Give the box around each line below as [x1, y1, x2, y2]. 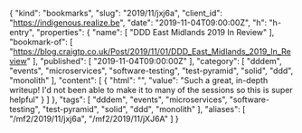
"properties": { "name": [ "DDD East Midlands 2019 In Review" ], [35, 27, 275, 37]
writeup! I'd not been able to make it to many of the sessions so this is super [9, 85, 294, 95]
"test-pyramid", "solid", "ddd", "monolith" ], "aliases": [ [42, 104, 246, 114]
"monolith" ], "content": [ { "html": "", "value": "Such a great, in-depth [9, 75, 269, 85]
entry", [9, 27, 34, 37]
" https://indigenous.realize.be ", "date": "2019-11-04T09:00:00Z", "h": [9, 17, 268, 28]
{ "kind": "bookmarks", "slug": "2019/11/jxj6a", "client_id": [9, 8, 223, 18]
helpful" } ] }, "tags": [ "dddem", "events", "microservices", [9, 94, 228, 105]
